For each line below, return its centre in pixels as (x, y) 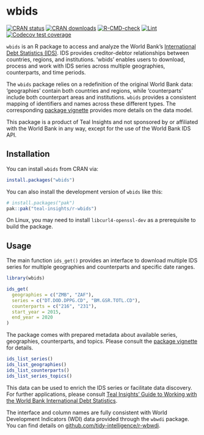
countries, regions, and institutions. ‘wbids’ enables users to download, (96, 59)
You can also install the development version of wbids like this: (85, 192)
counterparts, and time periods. (46, 72)
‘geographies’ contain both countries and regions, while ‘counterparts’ (95, 90)
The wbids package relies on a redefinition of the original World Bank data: (100, 84)
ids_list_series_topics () (39, 376)
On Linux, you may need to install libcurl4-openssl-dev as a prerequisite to (101, 220)
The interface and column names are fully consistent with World (87, 412)
